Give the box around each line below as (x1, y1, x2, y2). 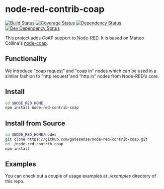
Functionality (5, 55, 47, 63)
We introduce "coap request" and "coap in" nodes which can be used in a (5, 68, 157, 74)
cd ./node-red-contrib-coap (5, 141, 64, 146)
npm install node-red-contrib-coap (5, 105, 79, 110)
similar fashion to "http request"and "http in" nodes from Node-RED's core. (5, 73, 159, 79)
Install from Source (5, 119, 66, 127)
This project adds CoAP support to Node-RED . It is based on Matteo (5, 35, 144, 41)
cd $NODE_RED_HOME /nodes (5, 132, 57, 137)
